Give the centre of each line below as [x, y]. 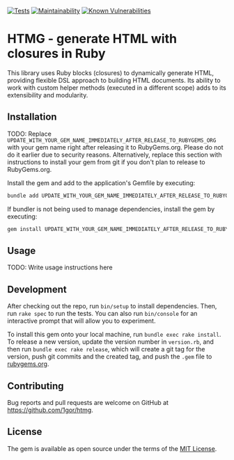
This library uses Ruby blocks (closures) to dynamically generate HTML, [111, 72]
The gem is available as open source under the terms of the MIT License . [112, 448]
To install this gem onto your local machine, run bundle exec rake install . [114, 335]
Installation [32, 117]
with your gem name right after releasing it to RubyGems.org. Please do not [116, 147]
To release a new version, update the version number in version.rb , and [111, 342]
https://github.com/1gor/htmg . [50, 410]
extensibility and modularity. [48, 95]
